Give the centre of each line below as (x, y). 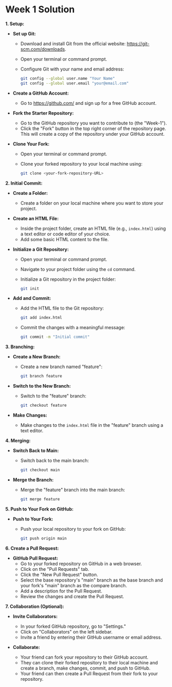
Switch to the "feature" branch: (53, 396)
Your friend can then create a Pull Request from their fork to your (89, 673)
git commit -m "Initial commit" (55, 337)
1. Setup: (15, 24)
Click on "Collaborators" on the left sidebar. (66, 631)
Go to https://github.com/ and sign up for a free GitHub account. (88, 103)
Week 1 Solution (40, 10)
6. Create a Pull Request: (32, 548)
